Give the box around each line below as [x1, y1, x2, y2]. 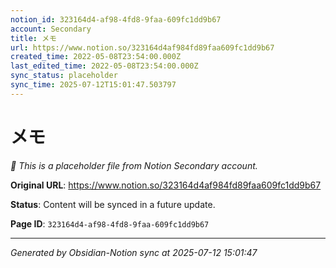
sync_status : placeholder [10, 71, 118, 81]
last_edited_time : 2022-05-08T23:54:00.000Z [10, 61, 199, 71]
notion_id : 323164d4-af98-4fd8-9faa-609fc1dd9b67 [10, 14, 222, 25]
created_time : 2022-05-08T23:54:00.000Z [10, 52, 182, 62]
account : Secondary [10, 24, 92, 34]
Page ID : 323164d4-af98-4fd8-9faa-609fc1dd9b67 [10, 217, 210, 230]
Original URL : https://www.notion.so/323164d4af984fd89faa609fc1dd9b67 [10, 179, 322, 191]
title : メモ [10, 33, 57, 43]
